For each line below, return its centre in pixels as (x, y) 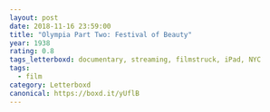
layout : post (34, 18)
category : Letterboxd (50, 85)
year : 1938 (30, 43)
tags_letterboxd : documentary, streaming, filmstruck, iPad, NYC (135, 60)
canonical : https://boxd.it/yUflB (75, 93)
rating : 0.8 (32, 51)
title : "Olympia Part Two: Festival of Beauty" (101, 34)
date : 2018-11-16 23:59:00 (60, 26)
